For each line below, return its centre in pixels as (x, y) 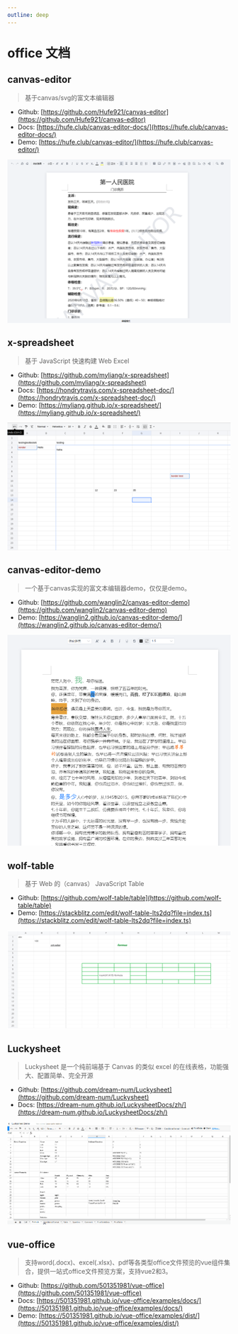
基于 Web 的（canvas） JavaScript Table (84, 884)
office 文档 (39, 53)
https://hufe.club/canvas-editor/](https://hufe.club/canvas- (127, 142)
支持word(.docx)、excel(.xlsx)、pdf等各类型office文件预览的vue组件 (124, 1262)
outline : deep (28, 15)
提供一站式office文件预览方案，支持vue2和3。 (104, 1272)
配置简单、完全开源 (65, 1076)
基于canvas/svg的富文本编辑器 (69, 97)
